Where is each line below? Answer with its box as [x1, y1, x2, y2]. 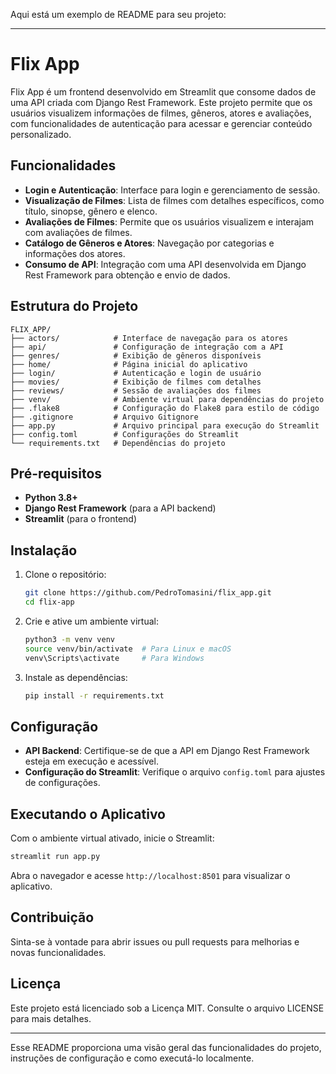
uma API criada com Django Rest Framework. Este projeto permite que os [10, 96, 313, 108]
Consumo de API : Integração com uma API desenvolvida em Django [24, 258, 307, 270]
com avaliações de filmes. [24, 226, 133, 238]
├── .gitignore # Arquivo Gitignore [10, 412, 199, 422]
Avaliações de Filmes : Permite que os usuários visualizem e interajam [24, 215, 315, 228]
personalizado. [10, 128, 72, 140]
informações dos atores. [24, 247, 126, 259]
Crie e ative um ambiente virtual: [24, 615, 159, 627]
